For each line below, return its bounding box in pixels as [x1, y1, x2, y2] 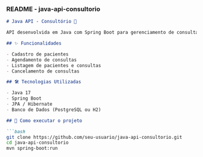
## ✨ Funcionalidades [6, 40, 62, 46]
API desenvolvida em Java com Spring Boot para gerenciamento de [6, 30, 174, 36]
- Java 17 [6, 90, 31, 96]
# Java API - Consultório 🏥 [6, 19, 77, 25]
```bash [6, 129, 26, 135]
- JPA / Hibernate [6, 101, 53, 107]
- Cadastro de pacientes [6, 51, 69, 57]
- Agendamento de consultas [6, 57, 77, 63]
